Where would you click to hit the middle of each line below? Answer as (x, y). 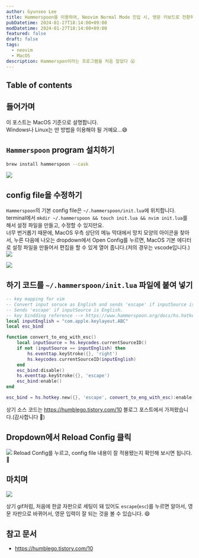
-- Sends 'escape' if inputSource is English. (65, 310)
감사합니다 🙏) (30, 417)
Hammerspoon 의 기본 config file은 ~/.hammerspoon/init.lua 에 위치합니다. (91, 210)
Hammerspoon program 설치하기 (60, 150)
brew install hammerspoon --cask (47, 164)
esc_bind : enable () (39, 381)
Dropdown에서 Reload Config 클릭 (69, 437)
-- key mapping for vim (36, 299)
